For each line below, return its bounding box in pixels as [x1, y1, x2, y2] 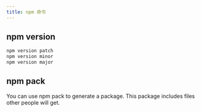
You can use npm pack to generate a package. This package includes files [6, 92, 195, 100]
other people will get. [6, 99, 60, 106]
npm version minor [6, 53, 53, 60]
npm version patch [6, 48, 53, 54]
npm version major [6, 59, 53, 65]
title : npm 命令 [6, 9, 46, 15]
